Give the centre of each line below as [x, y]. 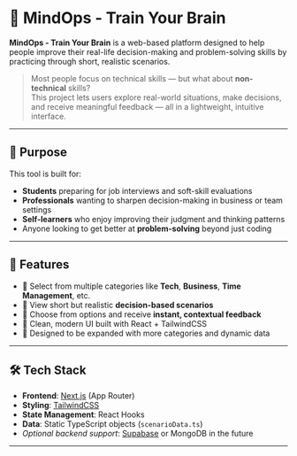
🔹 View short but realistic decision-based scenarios [118, 305]
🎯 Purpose [38, 153]
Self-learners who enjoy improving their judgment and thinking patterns [153, 219]
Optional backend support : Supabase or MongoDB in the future [137, 434]
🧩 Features [39, 265]
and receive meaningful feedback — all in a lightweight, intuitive [147, 106]
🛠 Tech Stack [48, 370]
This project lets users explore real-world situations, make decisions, [156, 97]
